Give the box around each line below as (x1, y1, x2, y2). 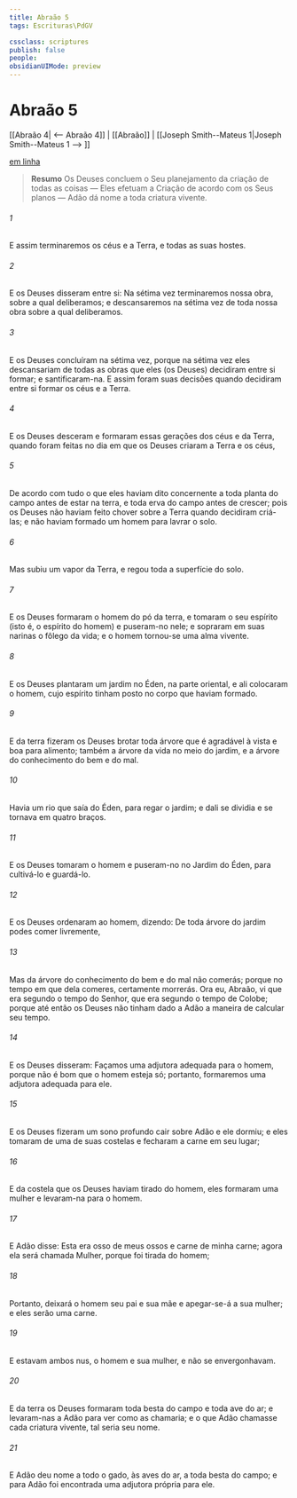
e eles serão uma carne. (9, 1307, 98, 1318)
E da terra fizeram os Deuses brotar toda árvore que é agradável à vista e (9, 736, 277, 746)
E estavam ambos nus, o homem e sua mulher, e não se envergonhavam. (9, 1355, 277, 1366)
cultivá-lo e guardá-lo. (9, 869, 91, 879)
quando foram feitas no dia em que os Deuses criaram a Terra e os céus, (9, 440, 276, 451)
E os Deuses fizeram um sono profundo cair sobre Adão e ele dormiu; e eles (9, 1126, 288, 1137)
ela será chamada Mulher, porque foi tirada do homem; (9, 1250, 210, 1261)
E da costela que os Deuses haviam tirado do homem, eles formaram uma (9, 1184, 279, 1194)
